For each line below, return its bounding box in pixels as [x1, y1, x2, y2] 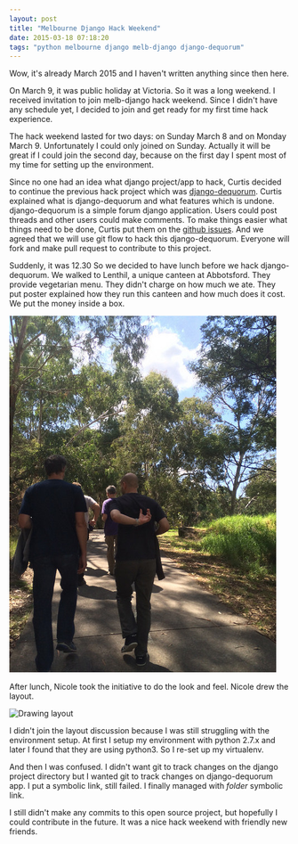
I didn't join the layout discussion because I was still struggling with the [9, 725, 270, 736]
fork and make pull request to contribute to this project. [9, 243, 212, 254]
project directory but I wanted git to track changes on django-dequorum [9, 771, 274, 782]
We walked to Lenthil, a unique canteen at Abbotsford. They [51, 270, 271, 281]
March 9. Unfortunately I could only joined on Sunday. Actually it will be [9, 141, 271, 152]
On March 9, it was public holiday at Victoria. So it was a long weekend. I [9, 86, 276, 96]
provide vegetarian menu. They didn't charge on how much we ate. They [9, 279, 276, 290]
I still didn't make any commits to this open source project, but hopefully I [9, 807, 278, 818]
